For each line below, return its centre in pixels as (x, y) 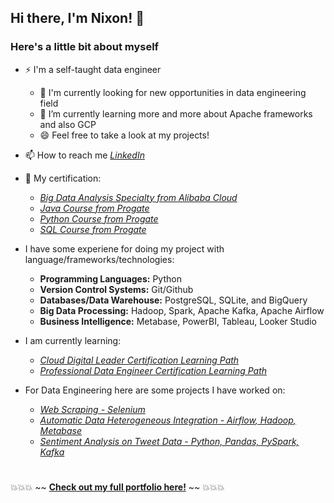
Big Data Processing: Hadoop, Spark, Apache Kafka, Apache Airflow (182, 310)
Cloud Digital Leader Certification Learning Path (139, 360)
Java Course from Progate (94, 208)
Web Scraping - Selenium (92, 409)
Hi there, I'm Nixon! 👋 (77, 18)
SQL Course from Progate (93, 229)
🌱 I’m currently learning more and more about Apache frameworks (176, 113)
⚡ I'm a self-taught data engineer (93, 69)
